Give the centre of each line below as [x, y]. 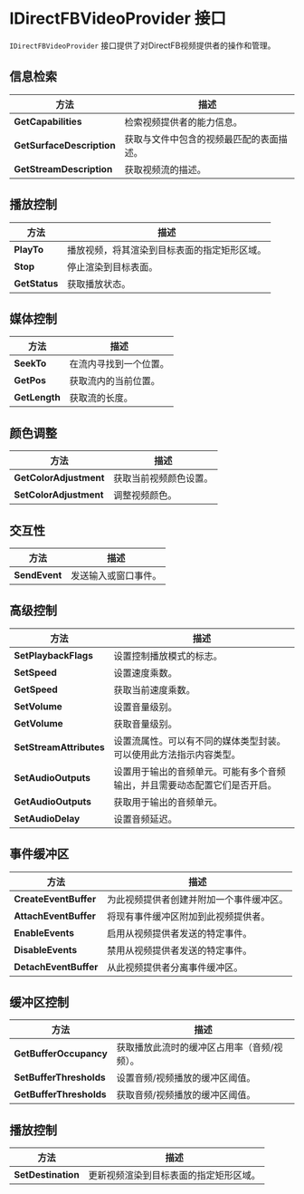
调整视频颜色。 [145, 496]
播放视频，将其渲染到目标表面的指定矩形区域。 [166, 250]
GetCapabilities [48, 121]
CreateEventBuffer [55, 899]
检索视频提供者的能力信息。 [183, 121]
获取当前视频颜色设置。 [163, 478]
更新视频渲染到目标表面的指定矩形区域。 [174, 1176]
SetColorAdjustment [59, 495]
